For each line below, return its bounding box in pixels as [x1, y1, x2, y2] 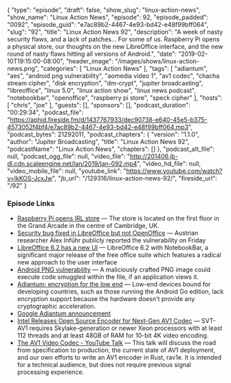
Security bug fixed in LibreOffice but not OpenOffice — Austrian [16, 229, 199, 237]
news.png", [7, 65, 39, 72]
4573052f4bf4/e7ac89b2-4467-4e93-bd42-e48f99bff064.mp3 [7, 123, 189, 131]
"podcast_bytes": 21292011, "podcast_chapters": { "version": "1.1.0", [7, 130, 199, 138]
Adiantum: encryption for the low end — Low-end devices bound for [16, 280, 211, 289]
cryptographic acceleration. [16, 302, 96, 311]
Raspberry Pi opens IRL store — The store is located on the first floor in [16, 214, 219, 222]
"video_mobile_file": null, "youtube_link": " [7, 167, 127, 175]
